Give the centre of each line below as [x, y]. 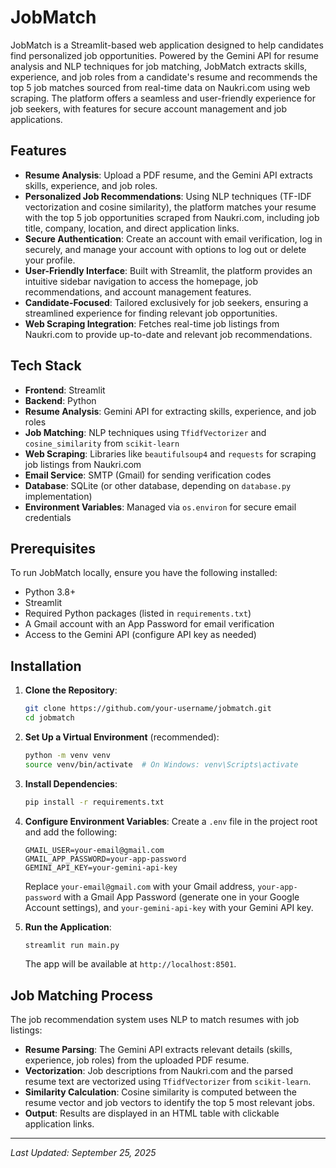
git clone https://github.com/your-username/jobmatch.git [148, 709]
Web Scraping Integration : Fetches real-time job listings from [152, 323]
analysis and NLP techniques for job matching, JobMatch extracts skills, [159, 66]
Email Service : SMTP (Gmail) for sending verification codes [148, 475]
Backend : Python [60, 400]
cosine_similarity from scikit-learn [102, 443]
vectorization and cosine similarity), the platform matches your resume [170, 207]
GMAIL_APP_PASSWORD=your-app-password [105, 859]
